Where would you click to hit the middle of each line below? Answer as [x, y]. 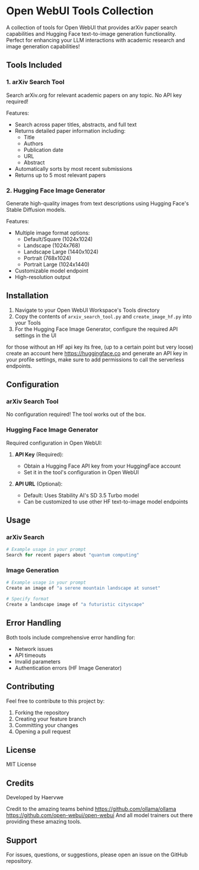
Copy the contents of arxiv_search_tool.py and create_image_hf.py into [103, 316]
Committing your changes [46, 725]
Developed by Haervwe [35, 797]
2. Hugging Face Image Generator [56, 190]
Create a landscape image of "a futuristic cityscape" [75, 605]
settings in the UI [35, 335]
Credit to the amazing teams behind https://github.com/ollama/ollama [91, 809]
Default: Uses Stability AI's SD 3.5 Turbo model [81, 495]
